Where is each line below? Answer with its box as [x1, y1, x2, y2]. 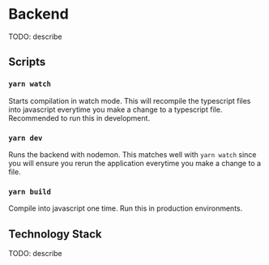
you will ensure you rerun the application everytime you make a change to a [8, 158, 262, 168]
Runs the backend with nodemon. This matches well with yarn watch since [8, 149, 257, 159]
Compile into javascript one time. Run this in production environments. [8, 203, 243, 213]
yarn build [8, 187, 51, 196]
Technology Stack [8, 227, 102, 241]
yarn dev [8, 133, 43, 143]
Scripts [8, 55, 46, 69]
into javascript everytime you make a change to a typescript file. [8, 105, 223, 114]
